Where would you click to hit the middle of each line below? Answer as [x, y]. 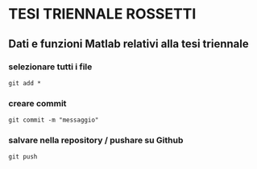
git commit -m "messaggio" [54, 120]
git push [23, 157]
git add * [25, 83]
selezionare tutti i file [50, 67]
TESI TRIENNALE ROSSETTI [102, 14]
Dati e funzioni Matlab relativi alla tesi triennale [128, 44]
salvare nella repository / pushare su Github [96, 140]
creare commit [37, 103]
